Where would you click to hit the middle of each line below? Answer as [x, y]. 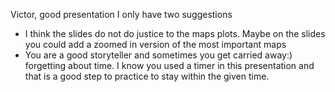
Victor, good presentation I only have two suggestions [121, 14]
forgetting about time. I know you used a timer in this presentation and [169, 65]
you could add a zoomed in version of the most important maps [155, 44]
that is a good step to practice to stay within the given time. [147, 76]
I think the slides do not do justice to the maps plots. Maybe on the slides [175, 33]
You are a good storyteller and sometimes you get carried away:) [158, 55]
